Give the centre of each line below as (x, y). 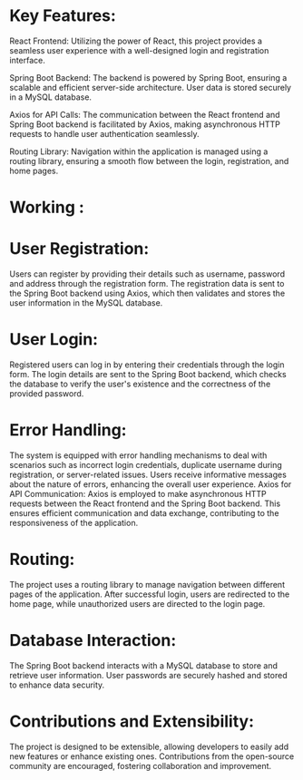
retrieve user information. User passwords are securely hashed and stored (148, 675)
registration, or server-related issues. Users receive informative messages (148, 474)
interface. (27, 60)
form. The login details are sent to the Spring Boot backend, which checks (148, 374)
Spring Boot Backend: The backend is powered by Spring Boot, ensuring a (148, 77)
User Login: (54, 340)
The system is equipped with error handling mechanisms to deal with (138, 455)
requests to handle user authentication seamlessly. (104, 133)
